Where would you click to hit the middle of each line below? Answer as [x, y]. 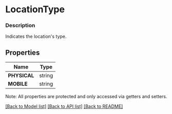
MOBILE [18, 84]
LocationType [35, 9]
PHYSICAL [21, 76]
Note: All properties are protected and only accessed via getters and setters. [87, 97]
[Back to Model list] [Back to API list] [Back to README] [64, 106]
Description [20, 26]
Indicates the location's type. [36, 36]
